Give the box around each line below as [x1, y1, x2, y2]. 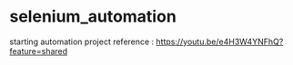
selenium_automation [9, 6, 177, 27]
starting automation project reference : [9, 36, 155, 47]
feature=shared [9, 45, 68, 56]
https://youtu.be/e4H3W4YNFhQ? [156, 36, 284, 47]
